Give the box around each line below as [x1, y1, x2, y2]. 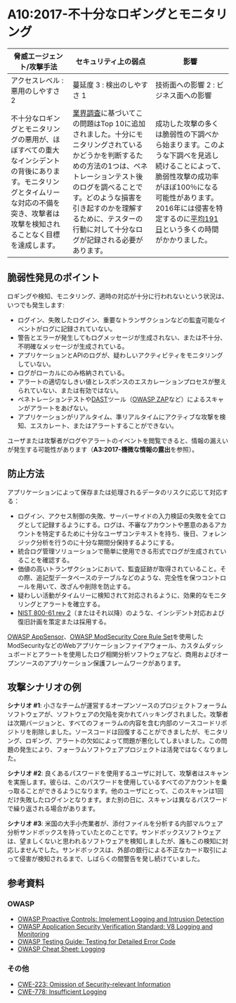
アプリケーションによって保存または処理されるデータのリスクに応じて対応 [7, 488, 223, 496]
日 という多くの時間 [155, 224, 219, 234]
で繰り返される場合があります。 [7, 804, 100, 813]
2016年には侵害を [155, 203, 216, 213]
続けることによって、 [155, 161, 225, 171]
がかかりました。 [155, 235, 212, 245]
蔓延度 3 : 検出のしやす [72, 80, 149, 90]
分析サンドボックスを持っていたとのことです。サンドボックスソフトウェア [7, 828, 221, 837]
